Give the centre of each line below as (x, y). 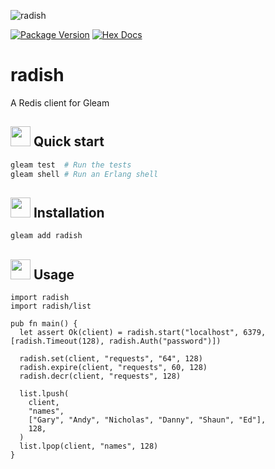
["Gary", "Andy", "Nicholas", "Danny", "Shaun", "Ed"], (147, 420)
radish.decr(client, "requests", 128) (100, 376)
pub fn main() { (44, 324)
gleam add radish (46, 236)
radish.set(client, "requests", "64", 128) (111, 359)
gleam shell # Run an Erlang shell (84, 174)
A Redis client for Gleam (60, 102)
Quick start (69, 141)
